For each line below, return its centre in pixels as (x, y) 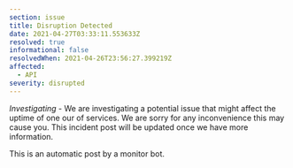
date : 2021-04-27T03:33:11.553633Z (75, 34)
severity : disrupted (47, 83)
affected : (27, 67)
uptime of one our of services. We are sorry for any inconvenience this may (147, 118)
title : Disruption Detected (61, 26)
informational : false (49, 50)
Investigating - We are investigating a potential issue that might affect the (143, 108)
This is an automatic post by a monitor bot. (87, 153)
